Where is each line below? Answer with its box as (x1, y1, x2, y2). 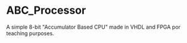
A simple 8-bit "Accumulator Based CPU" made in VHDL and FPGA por (6, 23, 181, 30)
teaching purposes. (6, 29, 55, 36)
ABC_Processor (6, 4, 86, 17)
